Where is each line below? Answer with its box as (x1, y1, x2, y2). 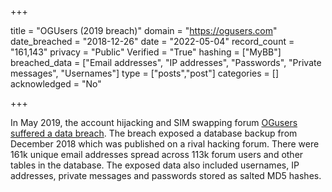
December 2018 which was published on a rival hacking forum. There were (10, 138, 320, 150)
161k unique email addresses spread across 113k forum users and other (10, 149, 304, 160)
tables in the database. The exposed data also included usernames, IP (10, 159, 300, 171)
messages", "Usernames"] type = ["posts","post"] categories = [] (10, 67, 280, 79)
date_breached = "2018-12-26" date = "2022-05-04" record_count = (10, 36, 295, 47)
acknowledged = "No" (10, 78, 102, 90)
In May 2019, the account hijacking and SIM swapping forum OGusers (10, 117, 298, 128)
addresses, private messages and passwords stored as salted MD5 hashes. (10, 170, 322, 181)
